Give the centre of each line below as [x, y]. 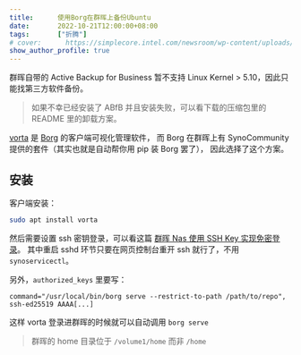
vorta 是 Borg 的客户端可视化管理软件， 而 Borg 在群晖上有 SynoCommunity [149, 138]
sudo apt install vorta [54, 220]
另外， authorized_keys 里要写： [68, 279]
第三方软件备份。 [56, 89]
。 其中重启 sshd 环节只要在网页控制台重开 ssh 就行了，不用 [129, 249]
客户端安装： [33, 203]
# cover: [26, 42]
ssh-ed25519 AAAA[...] [52, 304]
